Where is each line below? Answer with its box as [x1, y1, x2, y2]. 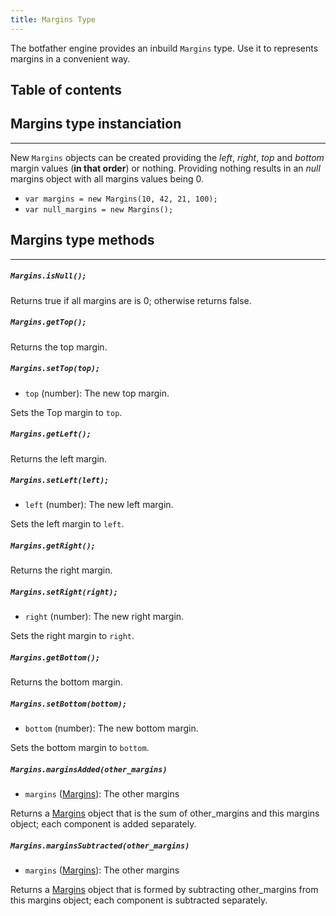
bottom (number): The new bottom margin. [24, 722, 199, 735]
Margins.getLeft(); [10, 429, 92, 440]
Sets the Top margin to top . [10, 406, 123, 418]
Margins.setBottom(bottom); [10, 699, 128, 709]
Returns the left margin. [10, 452, 108, 465]
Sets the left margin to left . [10, 518, 125, 530]
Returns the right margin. [10, 564, 113, 576]
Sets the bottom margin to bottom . [10, 742, 150, 754]
